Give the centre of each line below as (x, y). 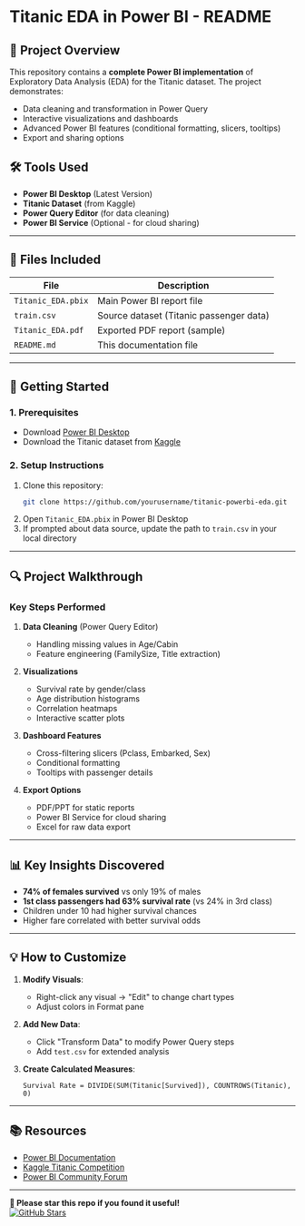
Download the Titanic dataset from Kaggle (102, 442)
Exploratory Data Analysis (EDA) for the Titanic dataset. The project (135, 82)
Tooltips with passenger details (94, 772)
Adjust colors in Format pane (90, 1006)
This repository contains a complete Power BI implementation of (132, 72)
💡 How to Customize (68, 958)
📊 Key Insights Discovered (87, 865)
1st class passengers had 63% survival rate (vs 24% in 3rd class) (148, 901)
